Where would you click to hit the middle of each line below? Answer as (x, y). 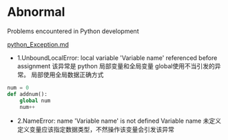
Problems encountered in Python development (73, 31)
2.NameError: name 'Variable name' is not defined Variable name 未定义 (119, 121)
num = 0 (18, 88)
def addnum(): (28, 94)
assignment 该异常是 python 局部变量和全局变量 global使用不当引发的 (116, 66)
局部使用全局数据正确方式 (67, 74)
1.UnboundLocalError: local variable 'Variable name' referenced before (117, 58)
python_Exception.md (38, 44)
